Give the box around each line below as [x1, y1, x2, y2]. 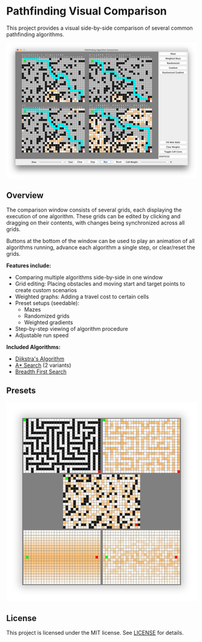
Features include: [6, 262, 51, 269]
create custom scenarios [15, 287, 77, 294]
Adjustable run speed [15, 332, 69, 339]
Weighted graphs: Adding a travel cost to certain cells [15, 293, 149, 301]
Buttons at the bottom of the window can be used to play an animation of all [6, 238, 195, 245]
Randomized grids [24, 312, 70, 319]
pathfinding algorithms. [6, 30, 65, 38]
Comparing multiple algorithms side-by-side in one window [15, 274, 163, 281]
